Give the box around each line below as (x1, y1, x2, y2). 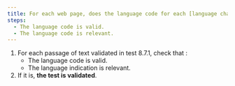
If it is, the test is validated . (17, 71, 97, 80)
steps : (7, 17, 27, 24)
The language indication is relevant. (27, 64, 131, 72)
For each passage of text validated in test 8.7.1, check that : (17, 49, 187, 57)
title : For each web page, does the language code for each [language (7, 10, 218, 17)
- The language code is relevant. (13, 29, 114, 37)
